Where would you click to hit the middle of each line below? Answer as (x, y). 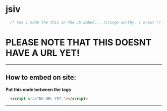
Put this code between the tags (38, 89)
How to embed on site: (41, 77)
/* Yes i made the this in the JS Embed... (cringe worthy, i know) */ (86, 22)
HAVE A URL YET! (43, 53)
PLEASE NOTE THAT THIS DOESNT (79, 42)
